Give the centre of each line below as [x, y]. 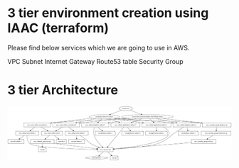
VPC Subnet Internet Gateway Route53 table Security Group [95, 61]
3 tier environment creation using [108, 13]
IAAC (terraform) [58, 28]
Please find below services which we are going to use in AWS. [99, 47]
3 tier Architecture [63, 90]
